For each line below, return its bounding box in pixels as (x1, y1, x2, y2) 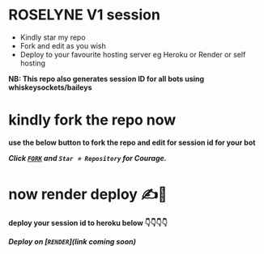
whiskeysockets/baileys (8, 83, 92, 92)
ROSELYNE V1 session (8, 6, 160, 24)
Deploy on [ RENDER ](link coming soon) (8, 236, 136, 246)
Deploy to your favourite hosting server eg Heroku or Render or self (19, 49, 246, 59)
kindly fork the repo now (8, 111, 177, 129)
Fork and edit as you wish (19, 40, 107, 50)
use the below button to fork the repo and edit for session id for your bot (8, 138, 256, 147)
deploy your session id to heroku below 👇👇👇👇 (8, 218, 168, 227)
